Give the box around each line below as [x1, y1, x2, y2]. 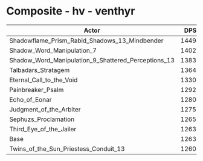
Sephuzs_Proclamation [9, 115, 75, 123]
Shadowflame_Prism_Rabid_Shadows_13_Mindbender [9, 36, 164, 45]
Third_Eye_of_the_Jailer [9, 125, 77, 133]
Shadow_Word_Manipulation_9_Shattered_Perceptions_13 [9, 56, 175, 64]
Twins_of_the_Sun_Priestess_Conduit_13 [9, 144, 125, 153]
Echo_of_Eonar [9, 95, 52, 103]
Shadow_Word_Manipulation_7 [9, 46, 97, 54]
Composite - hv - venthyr [6, 4, 135, 18]
